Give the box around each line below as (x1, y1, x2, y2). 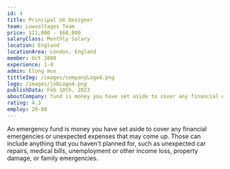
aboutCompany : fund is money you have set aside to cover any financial (7, 93, 219, 100)
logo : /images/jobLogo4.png (7, 80, 88, 87)
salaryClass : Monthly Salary (7, 36, 90, 43)
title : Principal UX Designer (7, 16, 94, 23)
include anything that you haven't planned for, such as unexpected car (7, 139, 206, 148)
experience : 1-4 (7, 61, 53, 68)
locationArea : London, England (7, 49, 97, 56)
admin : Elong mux (7, 67, 57, 74)
